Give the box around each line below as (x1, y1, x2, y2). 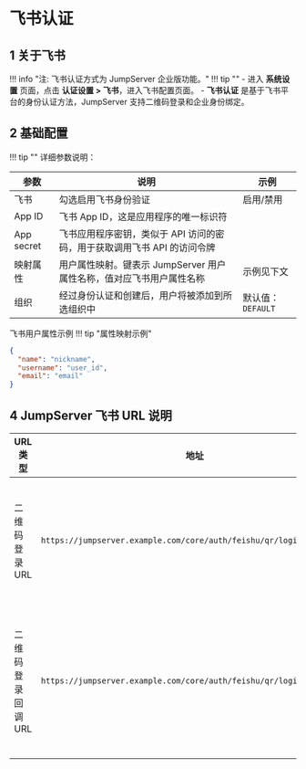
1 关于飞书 (9, 47, 66, 63)
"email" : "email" (17, 372, 84, 381)
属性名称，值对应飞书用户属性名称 (58, 271, 206, 284)
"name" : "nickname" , (17, 354, 96, 363)
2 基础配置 (9, 125, 68, 142)
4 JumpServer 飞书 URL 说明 (9, 407, 173, 423)
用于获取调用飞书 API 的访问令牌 (76, 241, 216, 254)
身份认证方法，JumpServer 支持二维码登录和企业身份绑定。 (25, 97, 250, 107)
